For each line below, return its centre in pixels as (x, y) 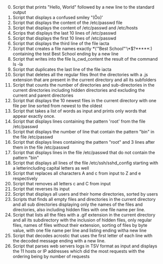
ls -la (18, 64)
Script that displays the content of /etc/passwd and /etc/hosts (75, 28)
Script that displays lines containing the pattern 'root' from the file (79, 121)
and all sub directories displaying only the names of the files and (78, 204)
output (19, 12)
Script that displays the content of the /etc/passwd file (68, 22)
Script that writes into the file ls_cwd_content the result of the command (85, 59)
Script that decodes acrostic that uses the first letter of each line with (82, 236)
